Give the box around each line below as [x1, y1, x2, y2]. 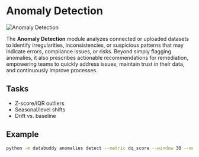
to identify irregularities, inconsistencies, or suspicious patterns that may [6, 41, 184, 49]
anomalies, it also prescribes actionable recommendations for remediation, [6, 54, 188, 61]
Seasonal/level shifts [14, 105, 66, 113]
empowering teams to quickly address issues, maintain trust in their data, [6, 60, 185, 68]
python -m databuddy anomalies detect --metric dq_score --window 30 [6, 145, 182, 151]
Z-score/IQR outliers [14, 100, 65, 107]
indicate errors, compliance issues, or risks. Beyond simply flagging [6, 47, 172, 55]
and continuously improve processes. [6, 66, 98, 73]
